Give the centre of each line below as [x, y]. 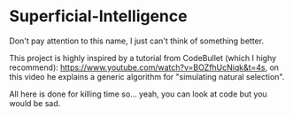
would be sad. [35, 103]
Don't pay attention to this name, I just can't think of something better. [136, 41]
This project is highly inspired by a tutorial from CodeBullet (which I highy [143, 58]
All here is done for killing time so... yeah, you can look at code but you [138, 94]
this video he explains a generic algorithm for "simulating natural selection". [147, 76]
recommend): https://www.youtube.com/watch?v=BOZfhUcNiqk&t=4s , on [144, 67]
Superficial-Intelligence [98, 16]
